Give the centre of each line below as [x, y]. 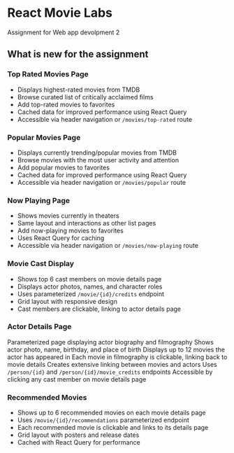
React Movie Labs [60, 13]
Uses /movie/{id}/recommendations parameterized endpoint [103, 420]
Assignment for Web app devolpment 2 [64, 32]
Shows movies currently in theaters [68, 216]
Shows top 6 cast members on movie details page [89, 279]
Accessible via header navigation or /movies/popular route [102, 182]
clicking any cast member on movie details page [77, 379]
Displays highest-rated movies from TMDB [79, 90]
